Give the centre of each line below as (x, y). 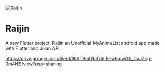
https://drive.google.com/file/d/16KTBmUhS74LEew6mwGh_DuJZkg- (79, 58)
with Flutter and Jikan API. (33, 48)
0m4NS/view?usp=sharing (34, 64)
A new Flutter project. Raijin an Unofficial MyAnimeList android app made (83, 43)
